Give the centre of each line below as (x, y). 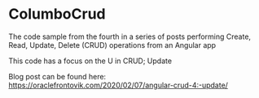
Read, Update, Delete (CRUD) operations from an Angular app (112, 45)
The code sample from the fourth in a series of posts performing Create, (129, 36)
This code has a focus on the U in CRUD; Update (90, 61)
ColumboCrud (57, 14)
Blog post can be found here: (57, 76)
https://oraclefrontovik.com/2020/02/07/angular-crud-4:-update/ (118, 85)
